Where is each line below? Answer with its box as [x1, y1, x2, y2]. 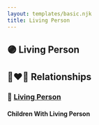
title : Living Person [7, 17, 70, 24]
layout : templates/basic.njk [7, 10, 92, 18]
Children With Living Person [7, 110, 91, 118]
